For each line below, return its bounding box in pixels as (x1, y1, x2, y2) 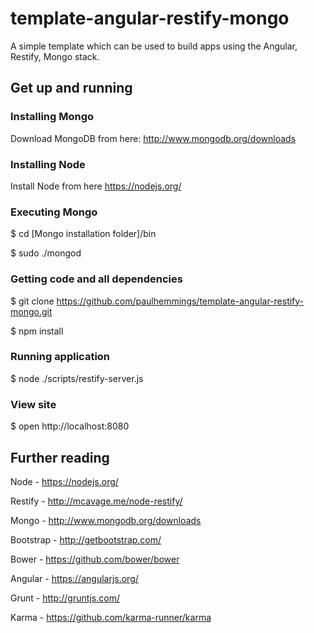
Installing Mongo (10, 110, 95, 124)
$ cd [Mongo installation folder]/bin (10, 228, 157, 240)
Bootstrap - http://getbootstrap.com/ (10, 533, 162, 546)
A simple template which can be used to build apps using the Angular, (10, 40, 298, 52)
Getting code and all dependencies (10, 272, 183, 286)
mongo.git (10, 305, 53, 317)
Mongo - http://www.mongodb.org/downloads (10, 514, 202, 526)
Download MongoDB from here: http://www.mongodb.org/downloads (10, 132, 297, 144)
